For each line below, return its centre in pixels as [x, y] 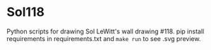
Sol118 [26, 12]
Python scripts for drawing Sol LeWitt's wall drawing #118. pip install [105, 31]
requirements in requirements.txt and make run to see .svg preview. [104, 38]
